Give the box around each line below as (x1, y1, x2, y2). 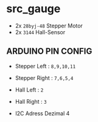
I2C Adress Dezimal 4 (15, 109, 70, 117)
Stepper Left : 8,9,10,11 (15, 62, 76, 70)
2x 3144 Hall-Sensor (15, 28, 66, 35)
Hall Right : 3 (15, 98, 47, 105)
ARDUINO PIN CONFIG (6, 46, 93, 57)
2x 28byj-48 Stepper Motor (15, 22, 83, 29)
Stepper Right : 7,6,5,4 (15, 74, 74, 81)
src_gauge (6, 2, 61, 16)
